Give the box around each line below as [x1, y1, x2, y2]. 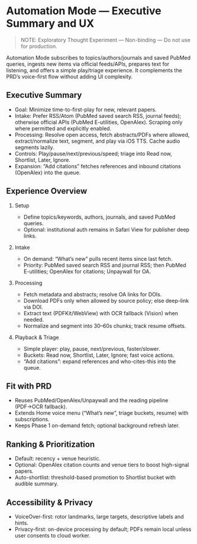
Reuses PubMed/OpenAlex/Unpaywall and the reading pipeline [14, 397, 169, 404]
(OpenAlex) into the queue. [14, 169, 81, 176]
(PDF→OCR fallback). [14, 403, 67, 410]
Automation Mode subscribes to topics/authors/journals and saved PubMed [6, 54, 191, 61]
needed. [23, 316, 44, 323]
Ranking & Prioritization [6, 439, 95, 449]
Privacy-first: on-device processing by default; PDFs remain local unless [14, 526, 192, 533]
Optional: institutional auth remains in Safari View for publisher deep [23, 226, 190, 233]
